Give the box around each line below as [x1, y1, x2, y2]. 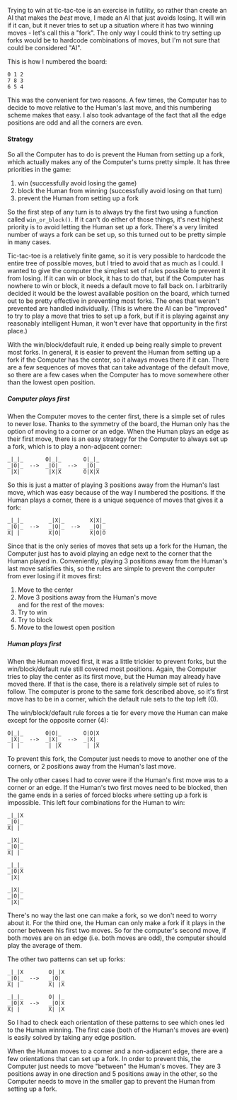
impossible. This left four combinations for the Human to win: [7, 798, 185, 807]
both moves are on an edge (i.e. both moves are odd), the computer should [7, 934, 226, 942]
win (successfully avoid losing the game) [17, 179, 137, 188]
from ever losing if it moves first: [7, 572, 102, 580]
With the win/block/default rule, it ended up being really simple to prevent [7, 340, 222, 349]
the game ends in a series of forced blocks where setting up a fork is [7, 791, 208, 799]
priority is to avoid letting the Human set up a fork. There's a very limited [7, 223, 219, 231]
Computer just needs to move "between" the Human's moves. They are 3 [7, 1062, 221, 1071]
